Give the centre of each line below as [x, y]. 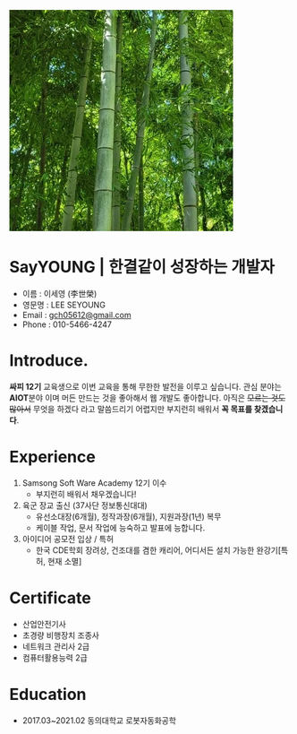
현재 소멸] [65, 561]
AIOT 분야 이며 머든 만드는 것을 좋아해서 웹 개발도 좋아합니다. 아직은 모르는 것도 [148, 397]
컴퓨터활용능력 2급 [55, 657]
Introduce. [49, 361]
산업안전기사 [44, 624]
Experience [52, 457]
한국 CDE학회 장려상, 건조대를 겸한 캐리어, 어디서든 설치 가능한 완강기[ [158, 550]
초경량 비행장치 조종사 [61, 635]
